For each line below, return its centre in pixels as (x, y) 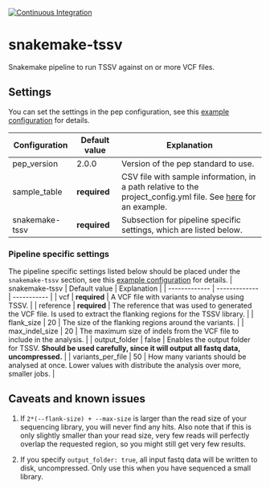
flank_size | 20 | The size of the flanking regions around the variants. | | (126, 323)
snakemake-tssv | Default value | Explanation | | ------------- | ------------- (134, 288)
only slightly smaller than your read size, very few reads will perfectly (135, 435)
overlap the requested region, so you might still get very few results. (133, 444)
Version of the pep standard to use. (188, 163)
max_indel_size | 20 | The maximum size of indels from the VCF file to (124, 331)
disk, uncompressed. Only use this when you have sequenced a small (135, 468)
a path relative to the (160, 186)
